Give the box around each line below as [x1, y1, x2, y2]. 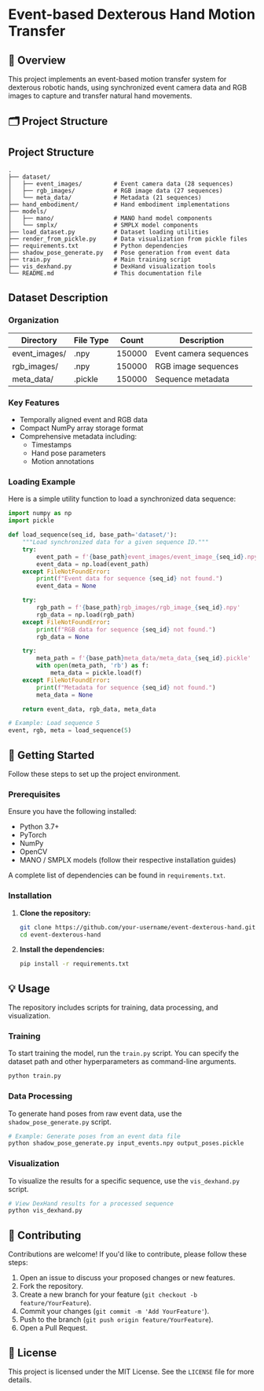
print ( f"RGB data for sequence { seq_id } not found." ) [36, 625, 216, 634]
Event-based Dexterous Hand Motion [8, 6, 255, 24]
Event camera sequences [154, 348, 249, 359]
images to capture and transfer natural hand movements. [8, 91, 192, 100]
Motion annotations [31, 457, 94, 466]
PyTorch [19, 830, 47, 840]
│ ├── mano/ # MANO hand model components [8, 215, 213, 223]
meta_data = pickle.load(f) [49, 669, 143, 677]
